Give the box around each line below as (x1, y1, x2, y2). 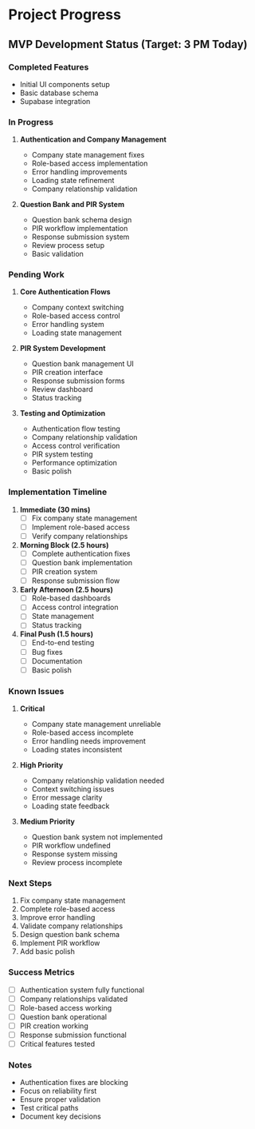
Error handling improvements (31, 167, 127, 177)
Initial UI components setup (19, 79, 110, 89)
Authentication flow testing (31, 424, 121, 433)
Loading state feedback (31, 801, 110, 811)
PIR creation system (31, 567, 98, 576)
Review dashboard (31, 385, 93, 394)
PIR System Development (19, 344, 106, 353)
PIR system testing (31, 449, 93, 459)
